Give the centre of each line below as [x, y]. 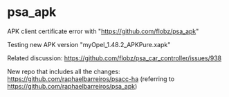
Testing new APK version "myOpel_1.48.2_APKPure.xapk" [89, 44]
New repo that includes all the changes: [64, 71]
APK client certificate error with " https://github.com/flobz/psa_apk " [103, 31]
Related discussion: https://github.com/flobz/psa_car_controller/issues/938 [114, 58]
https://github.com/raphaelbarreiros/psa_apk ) [72, 86]
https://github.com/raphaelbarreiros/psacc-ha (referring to [91, 79]
